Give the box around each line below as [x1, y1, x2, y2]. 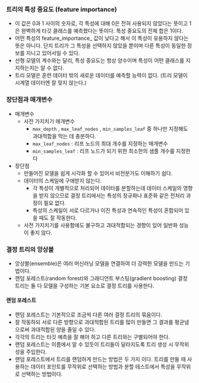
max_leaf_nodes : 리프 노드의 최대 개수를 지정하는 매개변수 [32, 140, 168, 147]
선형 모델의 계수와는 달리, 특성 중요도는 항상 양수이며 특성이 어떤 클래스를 [14, 57, 185, 64]
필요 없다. [43, 199, 67, 206]
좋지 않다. [30, 229, 52, 236]
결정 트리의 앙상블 [6, 245, 55, 254]
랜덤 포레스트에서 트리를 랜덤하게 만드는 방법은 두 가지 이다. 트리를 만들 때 [14, 356, 186, 363]
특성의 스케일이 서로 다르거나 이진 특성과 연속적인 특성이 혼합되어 [32, 207, 184, 214]
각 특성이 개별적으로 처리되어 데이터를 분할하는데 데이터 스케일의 [32, 184, 182, 191]
